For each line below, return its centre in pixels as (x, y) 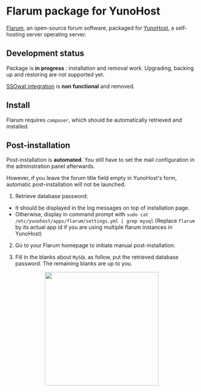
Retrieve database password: (51, 196)
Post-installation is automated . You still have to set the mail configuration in (100, 160)
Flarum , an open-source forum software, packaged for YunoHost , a (90, 28)
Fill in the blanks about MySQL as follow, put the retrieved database (97, 257)
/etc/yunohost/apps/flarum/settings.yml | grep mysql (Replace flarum (105, 221)
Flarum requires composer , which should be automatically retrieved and (94, 120)
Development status (45, 54)
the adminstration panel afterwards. (51, 166)
